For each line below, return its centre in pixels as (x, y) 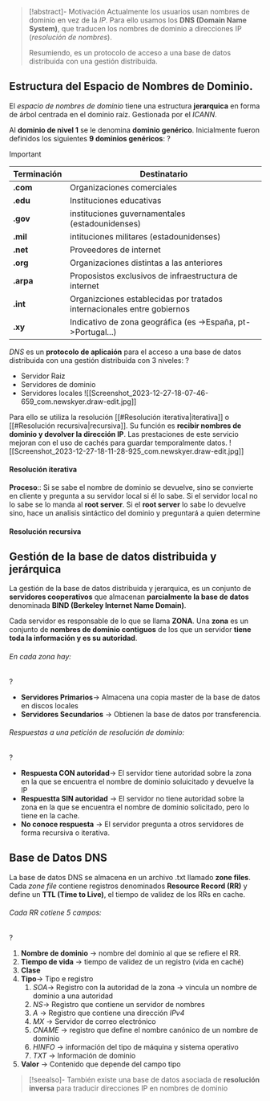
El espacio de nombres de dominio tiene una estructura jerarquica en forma (135, 106)
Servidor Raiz (43, 376)
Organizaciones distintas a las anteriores (147, 263)
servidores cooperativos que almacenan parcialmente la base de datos (129, 597)
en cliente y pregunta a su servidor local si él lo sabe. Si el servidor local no (134, 496)
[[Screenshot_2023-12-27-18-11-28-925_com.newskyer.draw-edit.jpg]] (127, 451)
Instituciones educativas (116, 200)
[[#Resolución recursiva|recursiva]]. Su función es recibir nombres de (125, 426)
